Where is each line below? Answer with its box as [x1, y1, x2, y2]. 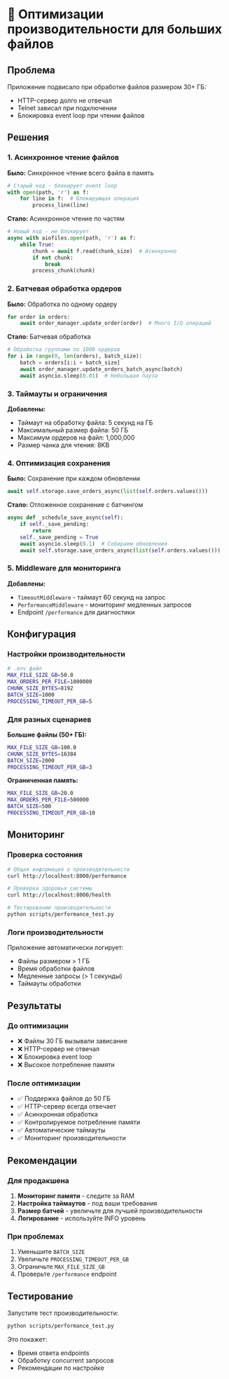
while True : [20, 241, 55, 248]
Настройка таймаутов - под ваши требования [17, 1199, 158, 1207]
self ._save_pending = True [20, 534, 99, 541]
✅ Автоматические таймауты [17, 1126, 106, 1135]
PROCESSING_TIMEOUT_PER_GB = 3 [7, 763, 92, 771]
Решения [7, 131, 49, 143]
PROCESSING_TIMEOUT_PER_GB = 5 [7, 698, 92, 705]
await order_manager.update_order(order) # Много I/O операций [20, 319, 211, 327]
